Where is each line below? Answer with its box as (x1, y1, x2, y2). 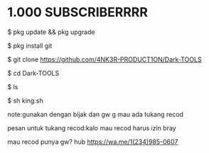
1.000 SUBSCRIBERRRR (7, 4, 148, 21)
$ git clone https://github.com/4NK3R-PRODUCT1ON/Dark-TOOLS (7, 55, 202, 64)
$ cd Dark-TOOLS (7, 69, 60, 77)
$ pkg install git (7, 41, 53, 50)
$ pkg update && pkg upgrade (7, 28, 95, 36)
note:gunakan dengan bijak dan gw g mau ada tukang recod (7, 110, 183, 118)
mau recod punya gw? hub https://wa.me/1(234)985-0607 (7, 137, 178, 146)
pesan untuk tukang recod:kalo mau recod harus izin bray (7, 123, 176, 132)
